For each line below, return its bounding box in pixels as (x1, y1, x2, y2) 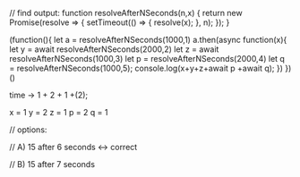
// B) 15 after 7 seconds (9, 159, 96, 169)
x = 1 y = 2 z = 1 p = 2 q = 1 (9, 107, 108, 117)
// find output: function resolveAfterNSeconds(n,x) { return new (9, 8, 244, 18)
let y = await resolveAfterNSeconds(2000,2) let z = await (9, 44, 219, 55)
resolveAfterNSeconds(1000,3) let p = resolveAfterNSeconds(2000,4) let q (9, 54, 285, 63)
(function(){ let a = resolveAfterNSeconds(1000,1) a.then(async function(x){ (9, 35, 287, 45)
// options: (9, 124, 47, 135)
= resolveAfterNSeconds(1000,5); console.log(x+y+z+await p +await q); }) (9, 63, 284, 73)
